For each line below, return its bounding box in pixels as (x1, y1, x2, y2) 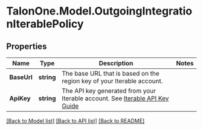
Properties (6, 41, 47, 51)
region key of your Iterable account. (62, 77, 163, 85)
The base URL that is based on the (62, 70, 159, 77)
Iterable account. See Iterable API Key (62, 94, 169, 102)
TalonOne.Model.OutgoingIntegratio (6, 4, 192, 18)
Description (98, 59, 134, 67)
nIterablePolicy (6, 17, 84, 31)
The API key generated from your (62, 86, 156, 95)
